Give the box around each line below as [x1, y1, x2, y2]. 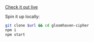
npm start [5, 32, 26, 37]
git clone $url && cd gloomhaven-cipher [5, 23, 90, 28]
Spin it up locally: [5, 14, 40, 19]
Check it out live [5, 4, 38, 10]
